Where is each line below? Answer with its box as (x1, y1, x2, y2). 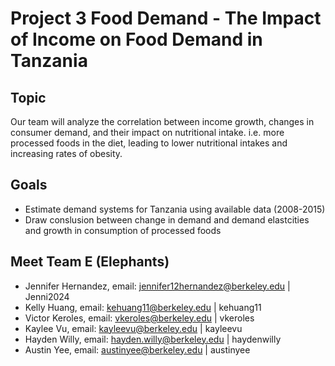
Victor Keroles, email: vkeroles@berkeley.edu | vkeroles (24, 312, 255, 324)
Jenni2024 (24, 290, 70, 302)
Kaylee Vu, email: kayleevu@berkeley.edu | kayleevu (24, 322, 243, 334)
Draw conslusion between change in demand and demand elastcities (24, 213, 310, 226)
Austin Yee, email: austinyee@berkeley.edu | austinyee (24, 343, 251, 356)
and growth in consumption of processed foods (24, 224, 222, 236)
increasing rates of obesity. (10, 148, 123, 159)
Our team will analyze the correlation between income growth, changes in (10, 116, 315, 127)
